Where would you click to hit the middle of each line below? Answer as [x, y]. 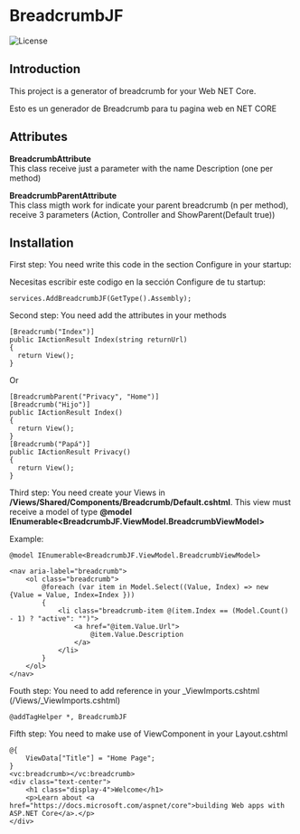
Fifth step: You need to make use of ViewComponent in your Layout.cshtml [149, 734]
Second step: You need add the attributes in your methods [118, 315]
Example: [27, 539]
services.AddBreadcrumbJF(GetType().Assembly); [101, 299]
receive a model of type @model [71, 512]
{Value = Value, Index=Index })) [72, 595]
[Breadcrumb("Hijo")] [50, 405]
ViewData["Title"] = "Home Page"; [90, 759]
